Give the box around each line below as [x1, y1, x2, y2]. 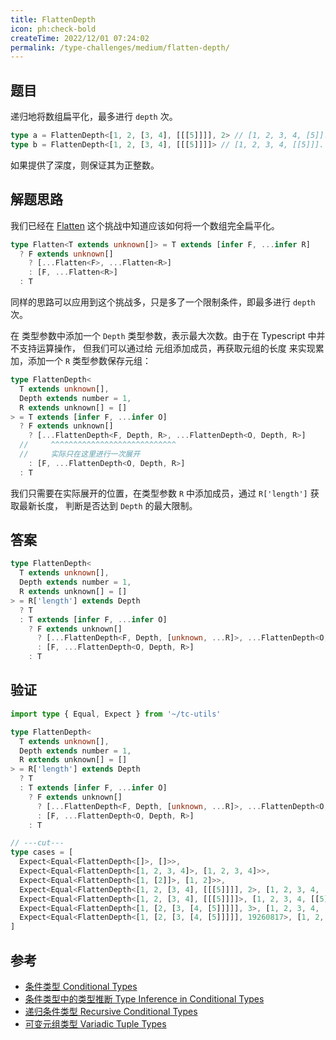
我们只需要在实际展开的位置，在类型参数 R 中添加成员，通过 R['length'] [10, 487, 308, 499]
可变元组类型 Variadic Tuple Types [24, 1017, 167, 1030]
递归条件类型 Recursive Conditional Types [24, 1005, 198, 1017]
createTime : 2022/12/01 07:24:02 [10, 33, 150, 43]
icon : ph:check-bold [10, 24, 97, 34]
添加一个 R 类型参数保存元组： [27, 355, 152, 366]
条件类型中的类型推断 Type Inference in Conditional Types [24, 992, 265, 1005]
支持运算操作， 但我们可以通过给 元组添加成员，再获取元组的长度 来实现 [18, 342, 316, 354]
